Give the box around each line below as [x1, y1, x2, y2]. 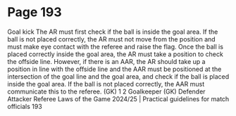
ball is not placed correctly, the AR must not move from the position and [7, 34, 216, 43]
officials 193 [7, 102, 42, 110]
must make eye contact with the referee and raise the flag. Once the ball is [7, 42, 224, 51]
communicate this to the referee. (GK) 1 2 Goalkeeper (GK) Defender [7, 87, 206, 96]
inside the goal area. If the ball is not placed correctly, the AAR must [7, 79, 205, 88]
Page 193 [7, 4, 62, 20]
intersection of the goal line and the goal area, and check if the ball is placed [7, 72, 230, 81]
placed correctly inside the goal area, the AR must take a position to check [7, 50, 223, 58]
